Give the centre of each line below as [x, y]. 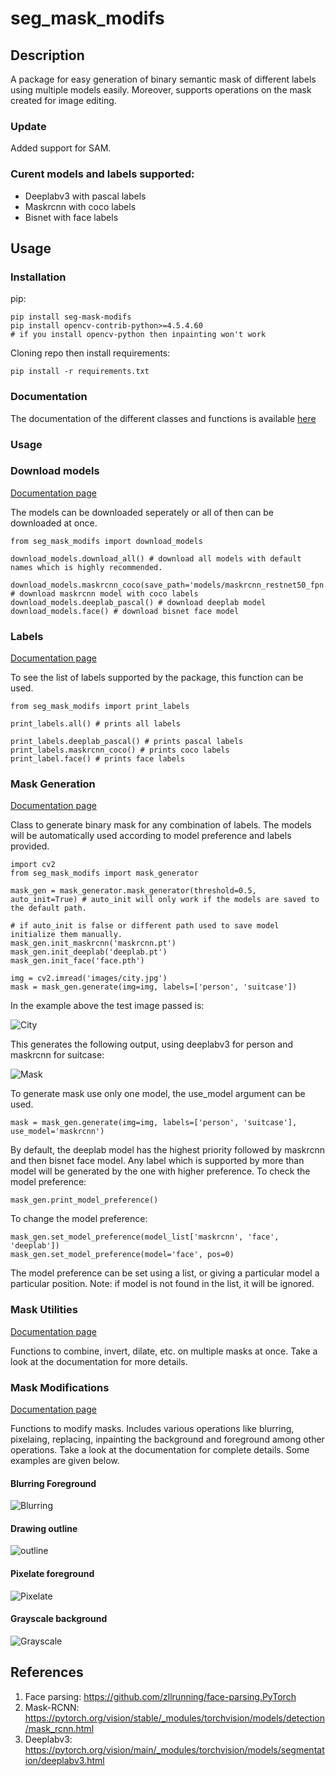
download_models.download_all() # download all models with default [156, 558]
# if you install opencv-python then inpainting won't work [138, 335]
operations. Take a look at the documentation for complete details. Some [160, 1449]
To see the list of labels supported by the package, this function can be [157, 678]
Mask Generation [53, 784]
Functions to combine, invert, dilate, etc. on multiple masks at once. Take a [164, 1351]
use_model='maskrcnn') [57, 1132]
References [47, 1672]
